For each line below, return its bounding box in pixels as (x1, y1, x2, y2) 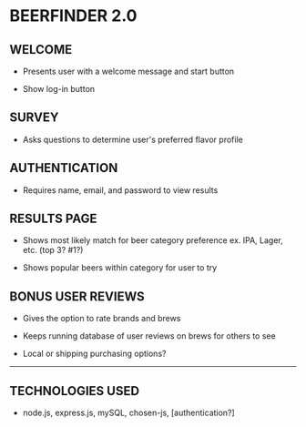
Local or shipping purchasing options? (22, 348, 167, 360)
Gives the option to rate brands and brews (22, 313, 181, 324)
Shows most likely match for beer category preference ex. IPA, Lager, (22, 235, 284, 246)
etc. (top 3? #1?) (22, 245, 84, 256)
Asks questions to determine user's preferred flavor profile (22, 134, 243, 145)
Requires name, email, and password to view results (22, 184, 219, 196)
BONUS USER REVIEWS (9, 289, 146, 304)
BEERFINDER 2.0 (9, 5, 138, 26)
